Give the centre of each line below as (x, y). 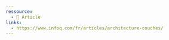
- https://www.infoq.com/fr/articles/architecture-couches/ (87, 28)
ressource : (19, 11)
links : (14, 22)
